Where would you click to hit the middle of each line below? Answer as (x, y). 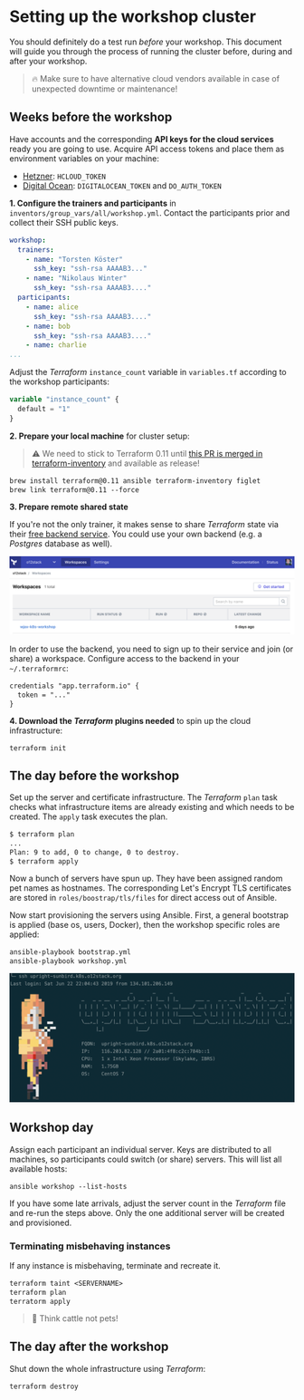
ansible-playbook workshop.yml (68, 961)
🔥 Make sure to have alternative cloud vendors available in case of (156, 78)
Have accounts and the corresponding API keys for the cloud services (142, 139)
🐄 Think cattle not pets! (75, 1318)
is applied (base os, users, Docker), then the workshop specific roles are (145, 925)
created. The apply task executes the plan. (89, 816)
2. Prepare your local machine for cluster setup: (100, 436)
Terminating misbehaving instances (90, 1246)
